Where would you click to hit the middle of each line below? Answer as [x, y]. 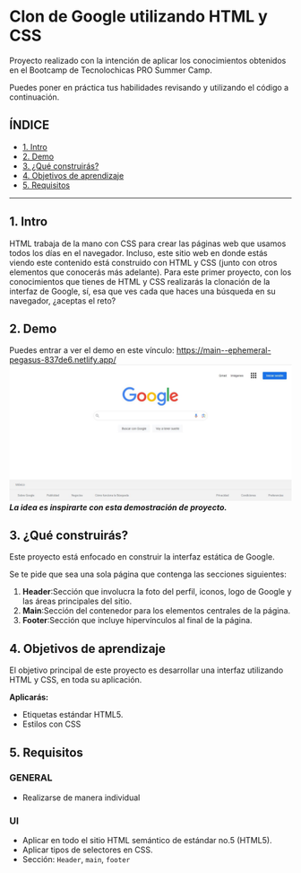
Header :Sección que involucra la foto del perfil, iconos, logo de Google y [157, 592]
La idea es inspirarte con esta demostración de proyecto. [118, 507]
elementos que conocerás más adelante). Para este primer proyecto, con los [150, 272]
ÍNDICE [30, 125]
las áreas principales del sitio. [77, 601]
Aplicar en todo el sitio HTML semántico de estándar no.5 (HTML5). [147, 841]
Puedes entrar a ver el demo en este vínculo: [92, 350]
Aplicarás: [29, 697]
